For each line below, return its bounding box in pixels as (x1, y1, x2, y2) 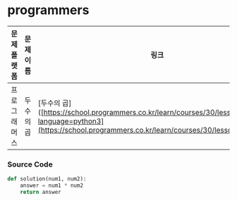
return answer (20, 188, 61, 195)
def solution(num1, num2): (7, 176, 87, 183)
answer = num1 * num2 (20, 182, 83, 189)
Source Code (7, 159, 53, 169)
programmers (7, 2, 90, 18)
